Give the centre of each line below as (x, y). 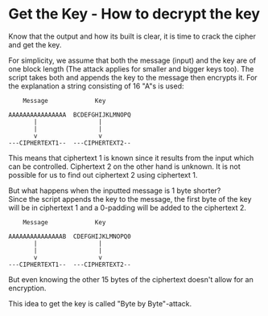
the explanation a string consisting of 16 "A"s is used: (96, 86)
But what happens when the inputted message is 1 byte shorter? (115, 191)
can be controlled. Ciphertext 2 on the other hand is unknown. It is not (124, 166)
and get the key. (35, 44)
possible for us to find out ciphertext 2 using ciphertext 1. (103, 174)
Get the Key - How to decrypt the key (134, 14)
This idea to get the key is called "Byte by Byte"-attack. (100, 303)
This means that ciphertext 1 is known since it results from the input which (131, 158)
